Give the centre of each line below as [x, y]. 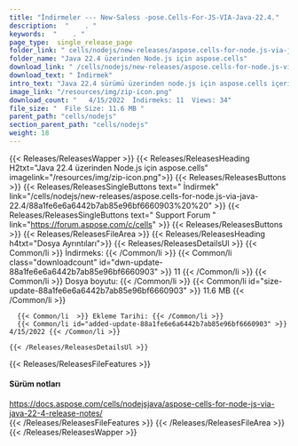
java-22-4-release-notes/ [56, 413]
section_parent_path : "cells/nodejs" [79, 125]
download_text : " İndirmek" [61, 76]
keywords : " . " [47, 34]
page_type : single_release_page [71, 42]
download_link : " [41, 68]
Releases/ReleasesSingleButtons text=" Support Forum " [113, 215]
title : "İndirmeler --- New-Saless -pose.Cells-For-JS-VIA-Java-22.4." [144, 17]
